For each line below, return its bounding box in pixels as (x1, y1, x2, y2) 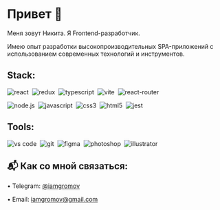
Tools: (7, 121, 34, 133)
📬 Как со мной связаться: (7, 160, 129, 171)
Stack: (7, 70, 36, 81)
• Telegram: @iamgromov (7, 182, 80, 190)
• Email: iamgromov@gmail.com (7, 196, 98, 204)
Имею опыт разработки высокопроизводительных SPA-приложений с (7, 42, 214, 50)
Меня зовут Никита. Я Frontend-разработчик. (7, 29, 141, 37)
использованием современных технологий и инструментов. (7, 50, 185, 58)
